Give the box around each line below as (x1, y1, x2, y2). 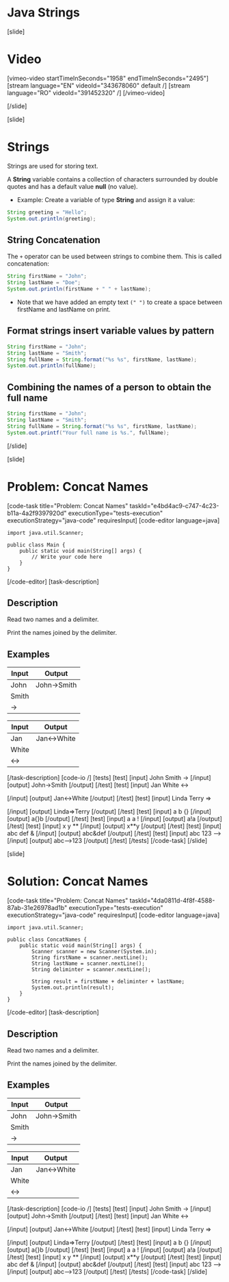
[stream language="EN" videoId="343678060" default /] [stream (7, 81, 190, 90)
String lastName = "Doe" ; (7, 279, 81, 286)
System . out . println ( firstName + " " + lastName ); (7, 286, 152, 292)
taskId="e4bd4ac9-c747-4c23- (129, 501, 219, 510)
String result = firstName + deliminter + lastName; (31, 978, 185, 985)
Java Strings (7, 5, 81, 21)
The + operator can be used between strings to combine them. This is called (7, 252, 222, 261)
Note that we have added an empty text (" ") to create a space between (16, 298, 223, 306)
